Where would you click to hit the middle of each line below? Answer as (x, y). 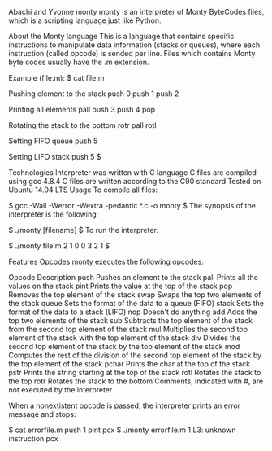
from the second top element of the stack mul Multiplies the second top (128, 329)
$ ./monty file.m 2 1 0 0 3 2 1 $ (59, 246)
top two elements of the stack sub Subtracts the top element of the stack (131, 320)
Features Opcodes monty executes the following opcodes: (106, 261)
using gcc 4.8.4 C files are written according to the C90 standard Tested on (135, 181)
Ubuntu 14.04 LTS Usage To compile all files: (83, 190)
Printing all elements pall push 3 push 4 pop (82, 109)
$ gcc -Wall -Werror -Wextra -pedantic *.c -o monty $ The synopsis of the (132, 206)
